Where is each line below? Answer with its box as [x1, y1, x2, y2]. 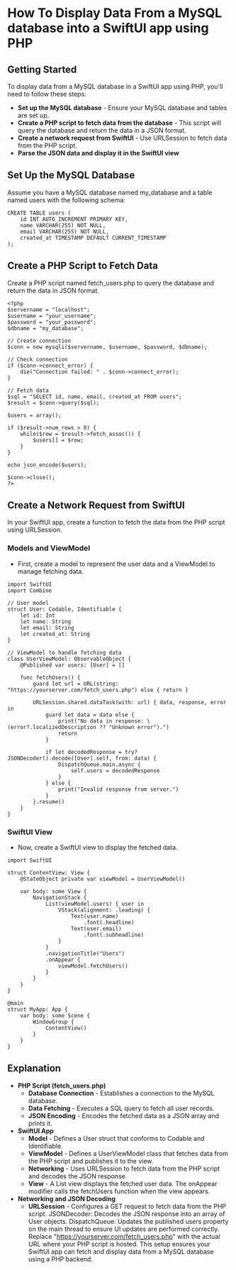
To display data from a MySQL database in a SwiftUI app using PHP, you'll [7, 82, 223, 90]
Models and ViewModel [7, 543, 91, 553]
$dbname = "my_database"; [7, 324, 84, 332]
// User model [7, 599, 50, 606]
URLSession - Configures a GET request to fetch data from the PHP [28, 1202, 227, 1210]
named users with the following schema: [7, 195, 125, 204]
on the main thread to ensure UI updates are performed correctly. [28, 1225, 220, 1233]
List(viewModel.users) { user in [45, 900, 144, 908]
